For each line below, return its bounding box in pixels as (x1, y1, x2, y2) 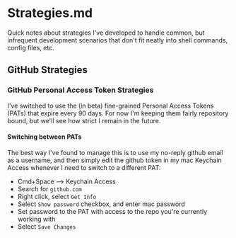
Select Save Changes (17, 222, 76, 231)
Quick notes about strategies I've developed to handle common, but (7, 28, 205, 37)
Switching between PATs (7, 132, 82, 141)
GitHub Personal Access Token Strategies (7, 85, 154, 95)
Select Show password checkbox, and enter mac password (17, 200, 185, 208)
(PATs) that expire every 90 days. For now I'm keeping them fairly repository (7, 108, 229, 118)
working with (17, 215, 56, 223)
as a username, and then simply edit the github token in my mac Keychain (7, 156, 223, 164)
